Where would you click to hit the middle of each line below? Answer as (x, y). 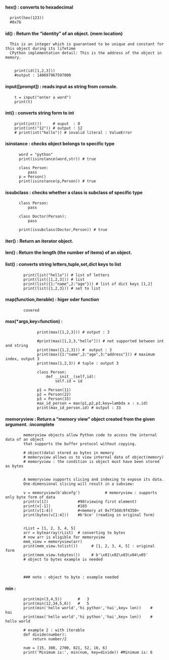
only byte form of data (30, 498)
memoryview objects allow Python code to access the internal (90, 435)
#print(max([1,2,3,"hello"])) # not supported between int (101, 341)
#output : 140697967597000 (43, 75)
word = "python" (36, 155)
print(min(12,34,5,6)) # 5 (56, 604)
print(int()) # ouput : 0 (47, 124)
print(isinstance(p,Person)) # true (57, 181)
